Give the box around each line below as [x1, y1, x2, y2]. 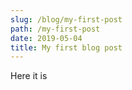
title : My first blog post [10, 42, 123, 53]
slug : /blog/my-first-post [10, 14, 123, 25]
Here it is [10, 70, 48, 82]
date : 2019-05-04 [10, 33, 83, 43]
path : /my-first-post [10, 24, 101, 34]
